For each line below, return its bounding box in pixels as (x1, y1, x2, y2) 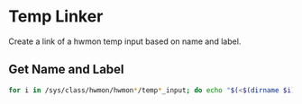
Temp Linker (8, 6, 104, 27)
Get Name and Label (8, 62, 124, 77)
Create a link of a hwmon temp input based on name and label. (8, 36, 242, 47)
